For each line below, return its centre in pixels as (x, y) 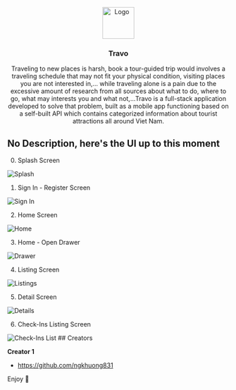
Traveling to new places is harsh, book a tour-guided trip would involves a (118, 69)
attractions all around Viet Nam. (118, 121)
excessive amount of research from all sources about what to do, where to (118, 91)
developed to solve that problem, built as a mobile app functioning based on (118, 106)
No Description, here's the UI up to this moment (114, 144)
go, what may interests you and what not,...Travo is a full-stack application (118, 99)
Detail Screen (37, 297)
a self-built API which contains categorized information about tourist (118, 114)
